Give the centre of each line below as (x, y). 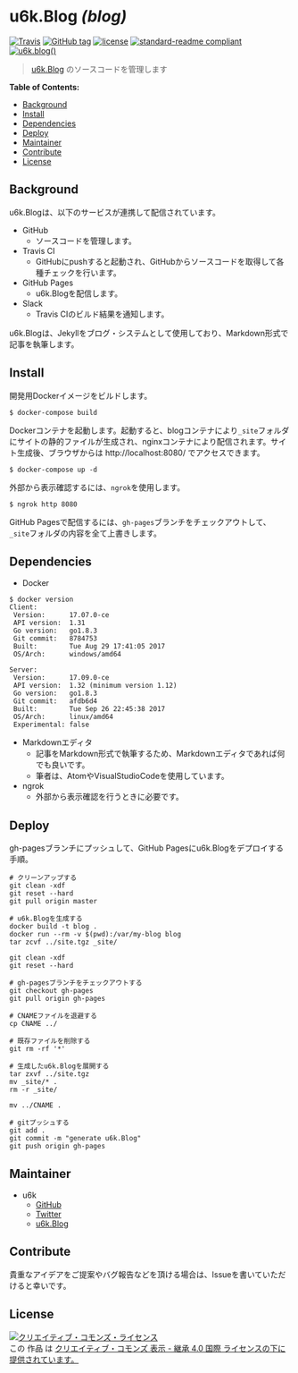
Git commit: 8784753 (55, 639)
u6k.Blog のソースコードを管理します (99, 69)
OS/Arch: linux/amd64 (63, 717)
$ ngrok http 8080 (43, 504)
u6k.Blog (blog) (68, 17)
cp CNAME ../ (33, 1024)
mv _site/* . (33, 1082)
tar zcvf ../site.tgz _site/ (63, 942)
